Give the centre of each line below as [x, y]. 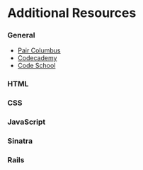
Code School [36, 66]
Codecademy [37, 58]
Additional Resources [72, 13]
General [21, 35]
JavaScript [27, 122]
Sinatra [20, 141]
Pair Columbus [39, 50]
